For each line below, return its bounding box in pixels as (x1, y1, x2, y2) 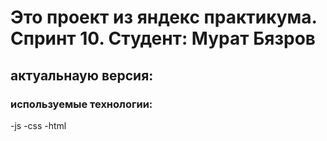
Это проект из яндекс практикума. (10, 6, 318, 29)
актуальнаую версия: (10, 67, 154, 84)
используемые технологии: (10, 97, 153, 111)
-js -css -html (10, 119, 67, 131)
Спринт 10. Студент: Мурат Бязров (10, 27, 316, 50)
